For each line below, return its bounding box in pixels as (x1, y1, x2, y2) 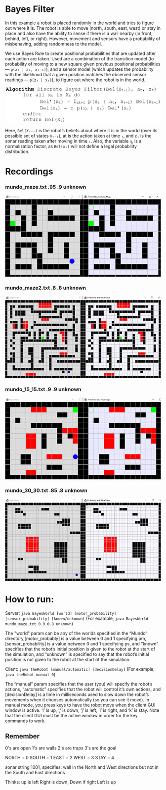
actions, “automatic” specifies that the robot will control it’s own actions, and (5, 686, 161, 692)
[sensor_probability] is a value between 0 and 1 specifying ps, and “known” (5, 641, 159, 646)
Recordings (5, 166, 53, 177)
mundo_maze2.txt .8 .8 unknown (5, 284, 86, 291)
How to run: (5, 593, 54, 605)
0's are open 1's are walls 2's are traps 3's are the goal (5, 745, 117, 751)
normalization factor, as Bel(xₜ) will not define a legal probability (5, 143, 137, 149)
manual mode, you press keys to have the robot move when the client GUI (5, 702, 156, 708)
